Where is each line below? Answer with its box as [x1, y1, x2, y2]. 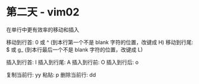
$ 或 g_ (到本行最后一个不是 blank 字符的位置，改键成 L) [6, 46, 143, 53]
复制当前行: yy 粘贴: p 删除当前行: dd [6, 71, 96, 78]
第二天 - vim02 [6, 5, 80, 19]
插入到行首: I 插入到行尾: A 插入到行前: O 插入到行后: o [6, 59, 139, 66]
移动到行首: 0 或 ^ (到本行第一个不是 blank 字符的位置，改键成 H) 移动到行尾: [6, 38, 194, 46]
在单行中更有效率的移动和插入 [6, 26, 79, 33]
